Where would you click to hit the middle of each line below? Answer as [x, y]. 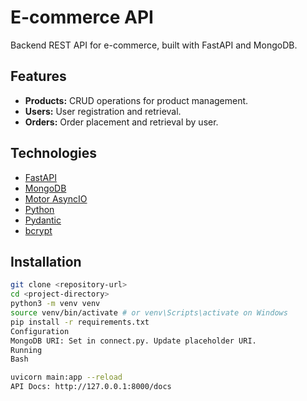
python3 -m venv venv [55, 304]
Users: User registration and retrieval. [103, 111]
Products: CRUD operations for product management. [136, 100]
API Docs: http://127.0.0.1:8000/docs [91, 387]
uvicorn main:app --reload [66, 377]
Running [26, 350]
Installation [46, 261]
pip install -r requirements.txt [80, 322]
